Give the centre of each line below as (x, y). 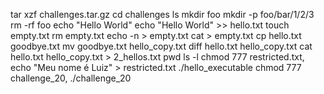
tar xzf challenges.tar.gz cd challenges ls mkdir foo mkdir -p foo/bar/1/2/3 (162, 14)
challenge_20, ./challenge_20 (71, 78)
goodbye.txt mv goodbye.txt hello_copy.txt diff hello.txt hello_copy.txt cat (161, 46)
